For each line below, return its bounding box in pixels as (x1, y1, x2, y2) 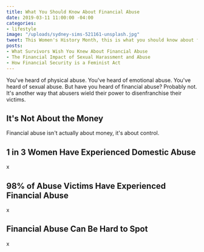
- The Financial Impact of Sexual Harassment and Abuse (6, 54, 151, 60)
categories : (6, 20, 36, 26)
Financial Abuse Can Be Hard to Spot (6, 224, 148, 234)
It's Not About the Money (6, 113, 104, 123)
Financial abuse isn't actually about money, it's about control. (6, 129, 160, 137)
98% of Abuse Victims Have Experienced (6, 180, 166, 191)
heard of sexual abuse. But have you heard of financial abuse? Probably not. (6, 83, 197, 90)
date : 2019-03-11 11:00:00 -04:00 (6, 15, 94, 21)
